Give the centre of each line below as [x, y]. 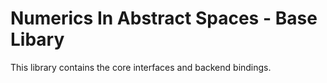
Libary [37, 39]
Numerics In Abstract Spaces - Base [164, 18]
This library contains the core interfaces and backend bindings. [141, 67]
